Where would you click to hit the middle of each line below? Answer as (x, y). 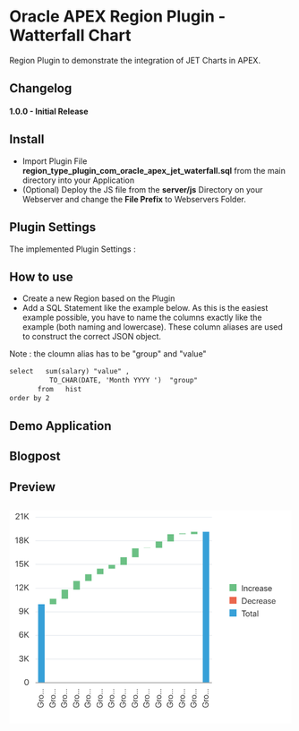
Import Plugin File (55, 161)
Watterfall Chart (70, 35)
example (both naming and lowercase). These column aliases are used (153, 327)
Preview (33, 487)
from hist (60, 390)
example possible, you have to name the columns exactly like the (142, 318)
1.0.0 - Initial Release (49, 111)
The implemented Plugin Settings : (73, 249)
